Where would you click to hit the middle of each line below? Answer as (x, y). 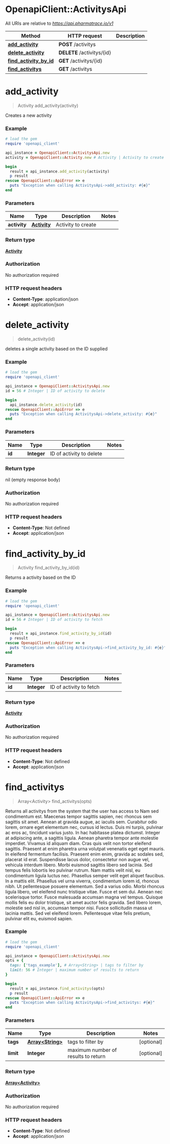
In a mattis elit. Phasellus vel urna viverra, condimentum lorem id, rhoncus (82, 881)
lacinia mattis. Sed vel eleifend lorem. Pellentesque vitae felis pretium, (78, 913)
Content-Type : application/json (45, 299)
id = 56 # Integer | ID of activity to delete (55, 391)
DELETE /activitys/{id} (85, 53)
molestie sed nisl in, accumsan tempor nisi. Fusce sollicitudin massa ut (79, 908)
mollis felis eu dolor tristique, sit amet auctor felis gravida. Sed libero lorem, (84, 902)
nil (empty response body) (33, 480)
